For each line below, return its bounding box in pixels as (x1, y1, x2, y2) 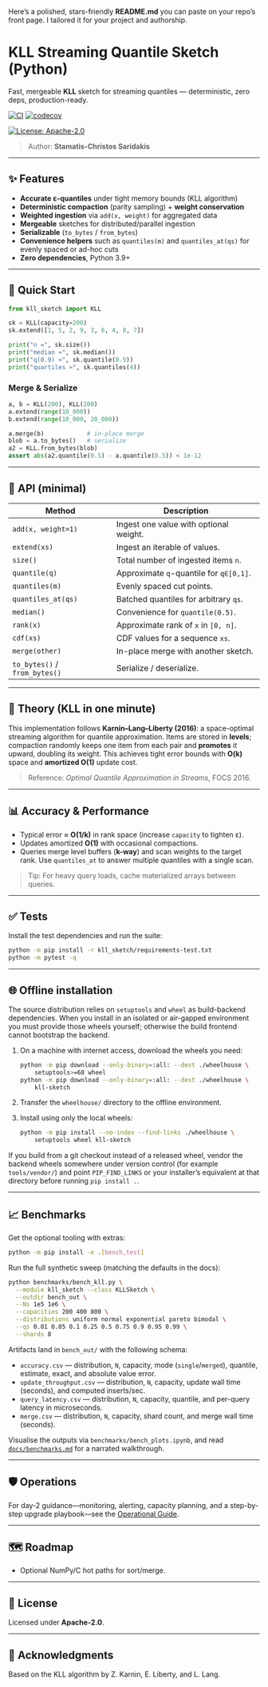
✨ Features (8, 172, 65, 186)
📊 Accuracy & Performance (8, 805, 149, 818)
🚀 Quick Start (8, 284, 76, 297)
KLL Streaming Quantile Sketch (8, 43, 219, 62)
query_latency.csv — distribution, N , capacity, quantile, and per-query (19, 1394, 250, 1403)
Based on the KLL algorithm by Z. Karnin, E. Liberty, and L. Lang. (8, 1669, 221, 1679)
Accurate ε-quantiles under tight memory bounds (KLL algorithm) (19, 193, 238, 203)
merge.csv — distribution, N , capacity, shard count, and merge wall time (19, 1410, 254, 1421)
